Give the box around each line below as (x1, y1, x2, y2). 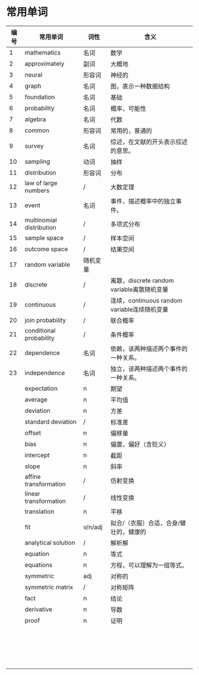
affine (24, 472, 41, 480)
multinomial (24, 216, 57, 224)
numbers (24, 186, 50, 195)
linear (24, 489, 40, 498)
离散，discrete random (110, 276, 174, 285)
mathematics (24, 48, 61, 56)
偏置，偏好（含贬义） (110, 440, 170, 448)
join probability (24, 316, 66, 324)
